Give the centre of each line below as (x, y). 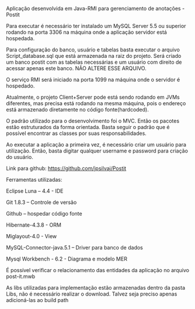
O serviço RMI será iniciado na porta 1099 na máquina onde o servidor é (93, 79)
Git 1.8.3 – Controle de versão (41, 202)
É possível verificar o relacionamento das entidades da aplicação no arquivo (98, 270)
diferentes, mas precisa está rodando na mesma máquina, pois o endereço (96, 103)
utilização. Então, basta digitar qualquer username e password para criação (97, 151)
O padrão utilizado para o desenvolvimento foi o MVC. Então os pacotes (93, 121)
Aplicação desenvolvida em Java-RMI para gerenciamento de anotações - (95, 8)
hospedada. (20, 38)
